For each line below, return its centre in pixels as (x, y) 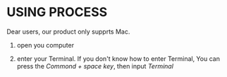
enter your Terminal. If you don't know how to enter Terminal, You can (118, 58)
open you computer (45, 45)
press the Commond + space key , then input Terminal (95, 66)
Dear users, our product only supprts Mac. (68, 31)
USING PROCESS (57, 12)
